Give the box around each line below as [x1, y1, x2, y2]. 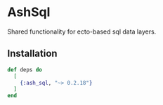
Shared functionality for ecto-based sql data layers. [7, 27, 157, 36]
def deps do [7, 66, 42, 73]
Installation [7, 48, 58, 59]
